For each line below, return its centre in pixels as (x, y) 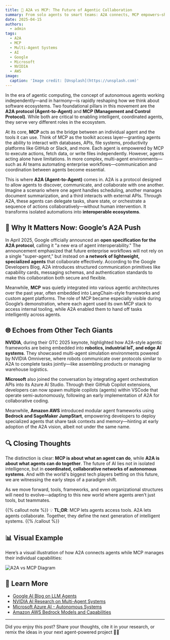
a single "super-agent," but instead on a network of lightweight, (73, 256)
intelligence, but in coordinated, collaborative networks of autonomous (81, 469)
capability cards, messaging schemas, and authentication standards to (79, 272)
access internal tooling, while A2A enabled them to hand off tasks (74, 309)
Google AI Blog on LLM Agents (45, 596)
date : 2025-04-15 (24, 19)
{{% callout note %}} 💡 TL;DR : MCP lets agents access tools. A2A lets (78, 510)
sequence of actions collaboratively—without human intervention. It (76, 206)
